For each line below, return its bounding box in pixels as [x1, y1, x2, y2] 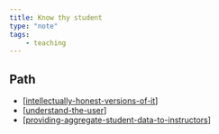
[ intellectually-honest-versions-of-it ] [22, 95, 159, 106]
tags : [9, 30, 30, 39]
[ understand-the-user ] [22, 105, 107, 116]
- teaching [25, 38, 67, 48]
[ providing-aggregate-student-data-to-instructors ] [22, 114, 212, 126]
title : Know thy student [9, 13, 103, 22]
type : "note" [9, 22, 59, 31]
